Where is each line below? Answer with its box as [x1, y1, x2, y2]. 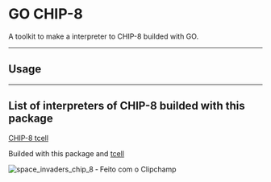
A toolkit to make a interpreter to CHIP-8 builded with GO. [8, 31, 199, 41]
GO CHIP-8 [8, 5, 83, 23]
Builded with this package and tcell [8, 148, 125, 158]
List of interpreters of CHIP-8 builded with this [8, 99, 245, 113]
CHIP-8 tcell [8, 133, 49, 143]
